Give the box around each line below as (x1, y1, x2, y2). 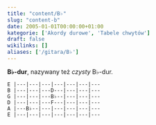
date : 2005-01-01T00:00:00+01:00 (7, 23, 104, 30)
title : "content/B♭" (7, 10, 67, 17)
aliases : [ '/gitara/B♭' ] (7, 49, 79, 56)
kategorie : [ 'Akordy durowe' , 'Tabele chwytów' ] (7, 29, 150, 37)
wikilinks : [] (7, 42, 49, 49)
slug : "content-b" (7, 17, 60, 23)
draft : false (7, 36, 45, 43)
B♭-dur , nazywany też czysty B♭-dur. (7, 67, 113, 76)
